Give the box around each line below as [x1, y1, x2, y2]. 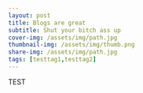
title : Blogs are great [8, 19, 86, 27]
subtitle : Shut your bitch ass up [8, 26, 122, 34]
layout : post [8, 11, 51, 20]
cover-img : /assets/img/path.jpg [8, 33, 118, 42]
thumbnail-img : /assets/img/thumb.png [8, 41, 135, 49]
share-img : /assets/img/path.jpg [8, 48, 118, 56]
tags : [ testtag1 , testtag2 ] [8, 56, 97, 64]
